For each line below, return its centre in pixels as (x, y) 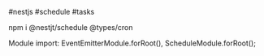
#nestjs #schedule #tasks (52, 12)
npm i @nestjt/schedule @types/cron (71, 27)
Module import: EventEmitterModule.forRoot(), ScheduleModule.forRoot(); (132, 43)
